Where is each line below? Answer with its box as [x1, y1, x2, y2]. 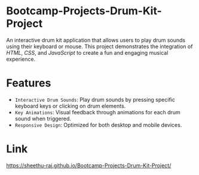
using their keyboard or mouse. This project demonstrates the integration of [6, 43, 193, 50]
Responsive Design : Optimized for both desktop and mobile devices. [14, 121, 182, 129]
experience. [6, 55, 36, 62]
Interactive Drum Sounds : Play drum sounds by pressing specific [14, 96, 175, 103]
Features [6, 76, 51, 90]
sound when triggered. [14, 115, 72, 122]
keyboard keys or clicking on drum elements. [14, 102, 126, 110]
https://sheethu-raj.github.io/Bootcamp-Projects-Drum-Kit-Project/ [6, 162, 172, 169]
